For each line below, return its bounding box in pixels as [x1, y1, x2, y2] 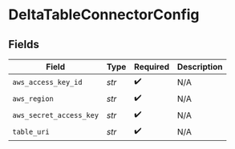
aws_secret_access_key [12, 111, 99, 119]
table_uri [12, 127, 50, 136]
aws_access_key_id [12, 78, 83, 87]
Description [176, 62, 223, 72]
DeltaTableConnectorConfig [8, 6, 200, 24]
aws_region [12, 94, 54, 103]
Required [133, 62, 170, 72]
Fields [8, 38, 40, 51]
